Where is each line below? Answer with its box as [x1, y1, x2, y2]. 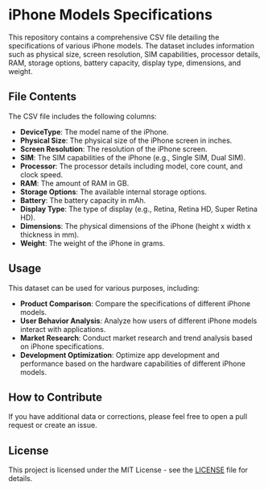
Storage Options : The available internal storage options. [19, 187, 208, 197]
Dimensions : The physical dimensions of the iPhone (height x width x [19, 221, 251, 230]
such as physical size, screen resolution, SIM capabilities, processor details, [8, 49, 261, 59]
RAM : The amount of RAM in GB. [19, 178, 130, 188]
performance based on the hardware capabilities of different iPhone [19, 359, 245, 368]
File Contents [8, 90, 77, 104]
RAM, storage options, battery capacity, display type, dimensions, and [8, 58, 241, 68]
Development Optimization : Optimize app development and [19, 350, 220, 359]
